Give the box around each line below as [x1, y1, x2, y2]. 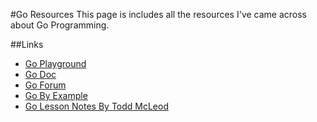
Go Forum [24, 79, 67, 91]
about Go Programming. [10, 19, 110, 31]
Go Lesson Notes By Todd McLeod [24, 100, 169, 112]
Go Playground [24, 58, 87, 69]
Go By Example [24, 90, 88, 101]
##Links [10, 39, 44, 50]
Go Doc [24, 69, 57, 80]
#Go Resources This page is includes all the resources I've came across [10, 9, 308, 20]
